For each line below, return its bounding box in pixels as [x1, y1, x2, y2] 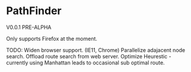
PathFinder [6, 4, 62, 18]
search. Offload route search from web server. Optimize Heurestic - [6, 53, 171, 60]
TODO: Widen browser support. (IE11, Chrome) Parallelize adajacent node [6, 46, 186, 54]
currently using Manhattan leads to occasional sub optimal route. [6, 59, 165, 66]
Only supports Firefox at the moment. [6, 35, 98, 42]
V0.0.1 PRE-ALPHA [6, 24, 52, 31]
